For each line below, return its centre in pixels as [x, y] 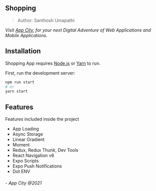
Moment [21, 145]
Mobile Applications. [26, 35]
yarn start [16, 91]
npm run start [20, 82]
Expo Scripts [25, 161]
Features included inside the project [42, 119]
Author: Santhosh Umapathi [46, 20]
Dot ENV [21, 171]
